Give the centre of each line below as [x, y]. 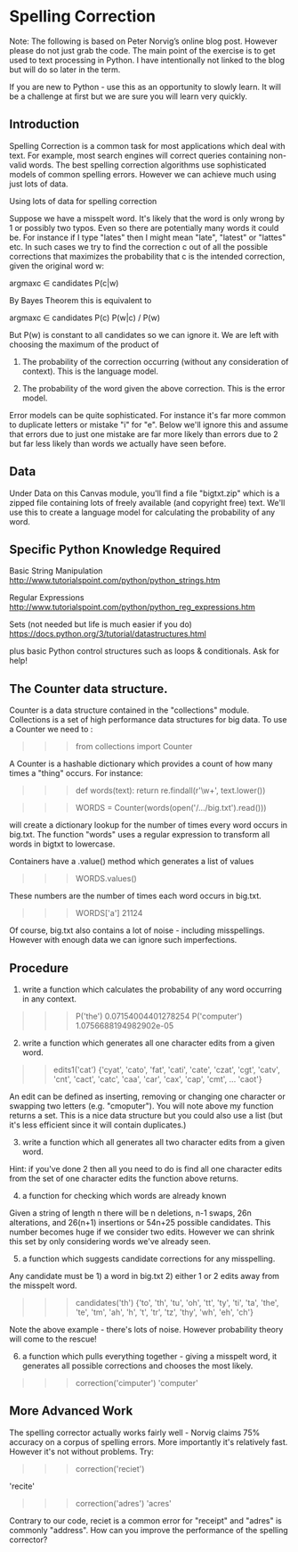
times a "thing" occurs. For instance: [77, 773]
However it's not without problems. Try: [81, 1451]
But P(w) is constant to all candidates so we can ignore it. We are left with [144, 334]
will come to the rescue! [53, 1339]
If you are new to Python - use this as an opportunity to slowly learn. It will [145, 87]
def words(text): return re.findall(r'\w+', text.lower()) [170, 790]
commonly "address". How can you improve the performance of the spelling [149, 1530]
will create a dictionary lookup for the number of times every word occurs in [148, 825]
